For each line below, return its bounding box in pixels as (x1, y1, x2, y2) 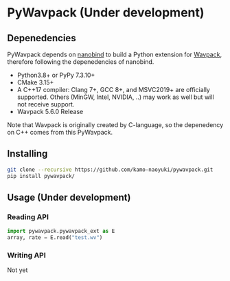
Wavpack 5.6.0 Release (16, 108, 84, 115)
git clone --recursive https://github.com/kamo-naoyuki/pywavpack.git (7, 166, 214, 173)
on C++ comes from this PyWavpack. (7, 128, 113, 136)
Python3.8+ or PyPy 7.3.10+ (16, 71, 95, 79)
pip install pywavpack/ (7, 172, 76, 179)
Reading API (7, 212, 49, 221)
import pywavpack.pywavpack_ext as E (7, 228, 115, 235)
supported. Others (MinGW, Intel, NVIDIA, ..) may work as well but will (16, 93, 214, 101)
